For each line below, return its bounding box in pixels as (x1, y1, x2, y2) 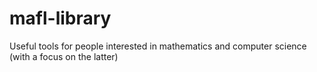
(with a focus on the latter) (9, 50, 119, 62)
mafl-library (9, 7, 112, 30)
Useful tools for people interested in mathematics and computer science (9, 40, 307, 52)
